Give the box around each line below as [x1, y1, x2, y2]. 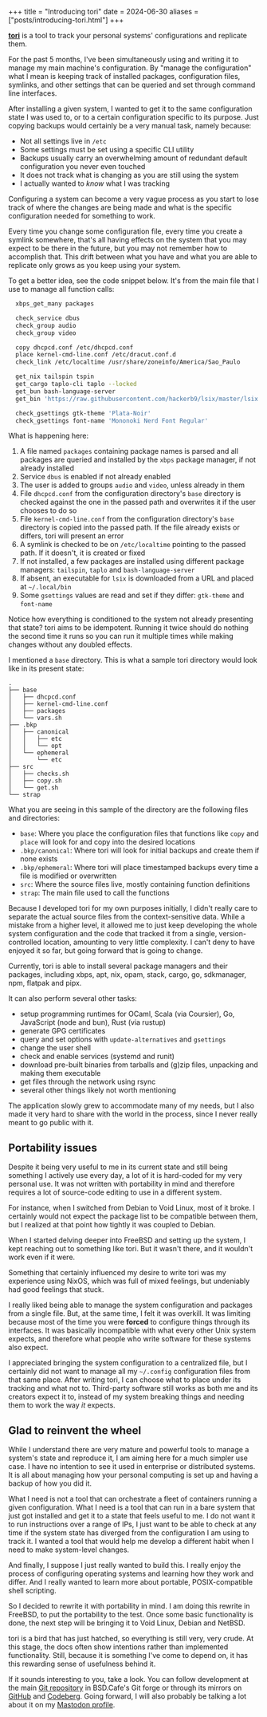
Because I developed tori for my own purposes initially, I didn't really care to [8, 904, 257, 913]
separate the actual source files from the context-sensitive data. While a [8, 912, 245, 922]
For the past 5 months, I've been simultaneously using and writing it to [8, 55, 239, 64]
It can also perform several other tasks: [8, 994, 137, 1003]
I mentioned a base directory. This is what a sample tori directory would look [8, 656, 257, 665]
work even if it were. [8, 1252, 76, 1262]
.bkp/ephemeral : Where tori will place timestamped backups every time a [19, 863, 259, 872]
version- [218, 929, 247, 939]
